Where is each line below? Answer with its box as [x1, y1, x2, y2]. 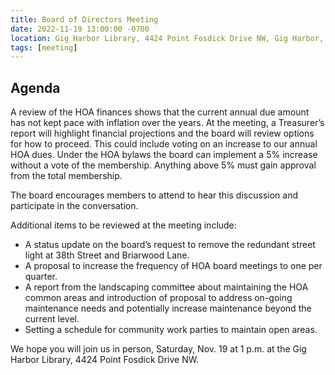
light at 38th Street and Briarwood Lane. [24, 249, 190, 261]
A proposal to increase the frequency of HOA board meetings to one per [24, 260, 323, 272]
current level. [24, 313, 80, 325]
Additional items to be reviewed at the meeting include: [10, 219, 237, 231]
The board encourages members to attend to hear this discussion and [10, 189, 298, 201]
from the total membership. [10, 170, 123, 182]
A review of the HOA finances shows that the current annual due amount [10, 106, 310, 118]
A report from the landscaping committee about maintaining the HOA [24, 281, 309, 293]
